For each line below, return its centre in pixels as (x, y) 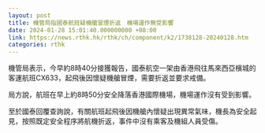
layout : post (30, 15)
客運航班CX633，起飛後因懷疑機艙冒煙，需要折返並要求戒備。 (109, 78)
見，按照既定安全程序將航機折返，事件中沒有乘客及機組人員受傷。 (115, 121)
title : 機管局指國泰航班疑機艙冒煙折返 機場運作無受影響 (91, 23)
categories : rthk (37, 45)
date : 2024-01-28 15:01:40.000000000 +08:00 (82, 30)
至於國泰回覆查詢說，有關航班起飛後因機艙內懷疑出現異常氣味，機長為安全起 (132, 112)
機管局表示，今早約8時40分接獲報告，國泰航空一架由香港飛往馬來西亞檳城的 (132, 68)
